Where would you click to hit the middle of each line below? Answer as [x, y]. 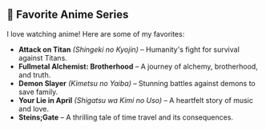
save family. [38, 92]
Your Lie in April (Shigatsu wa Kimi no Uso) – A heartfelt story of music [135, 100]
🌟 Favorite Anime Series [68, 15]
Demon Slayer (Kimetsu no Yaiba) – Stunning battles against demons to [137, 83]
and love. [33, 108]
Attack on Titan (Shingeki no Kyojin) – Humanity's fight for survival [129, 49]
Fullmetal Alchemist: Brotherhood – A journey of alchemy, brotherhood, [138, 66]
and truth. [34, 75]
